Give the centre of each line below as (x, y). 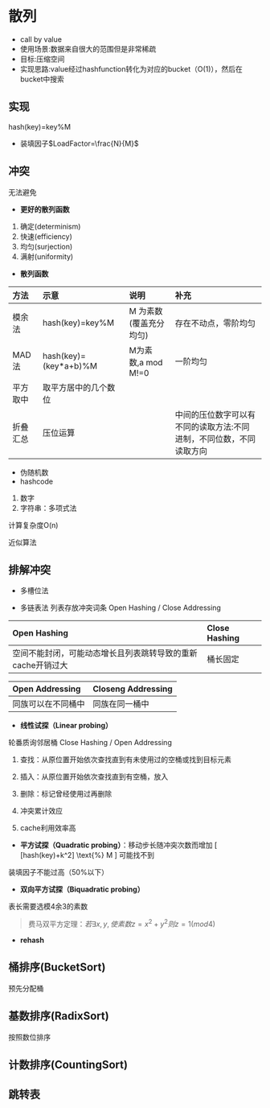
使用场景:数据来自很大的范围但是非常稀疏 (88, 48)
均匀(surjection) (46, 246)
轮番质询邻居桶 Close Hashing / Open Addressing (90, 743)
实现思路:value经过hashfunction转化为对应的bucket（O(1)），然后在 (131, 68)
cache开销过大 (40, 665)
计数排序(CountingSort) (68, 1065)
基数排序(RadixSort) (59, 1016)
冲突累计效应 (41, 811)
